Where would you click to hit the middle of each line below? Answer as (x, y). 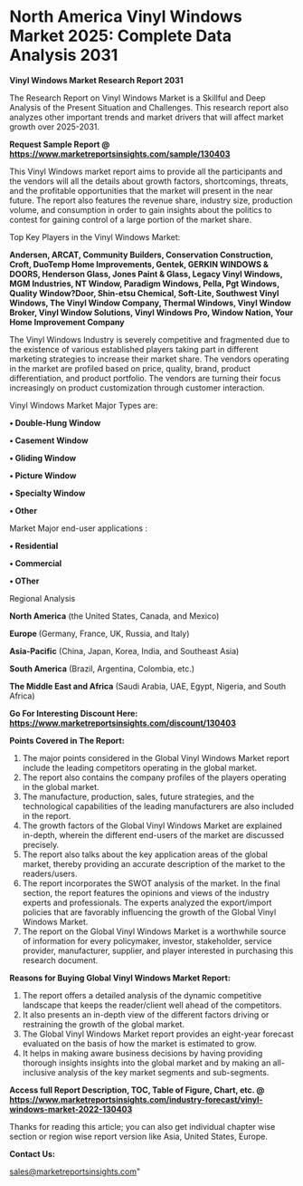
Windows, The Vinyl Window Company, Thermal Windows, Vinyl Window (151, 303)
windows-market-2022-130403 (71, 1109)
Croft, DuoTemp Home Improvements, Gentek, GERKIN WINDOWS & (139, 264)
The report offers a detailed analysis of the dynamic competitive (142, 995)
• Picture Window (43, 475)
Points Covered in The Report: (67, 740)
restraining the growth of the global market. (104, 1024)
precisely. (41, 844)
